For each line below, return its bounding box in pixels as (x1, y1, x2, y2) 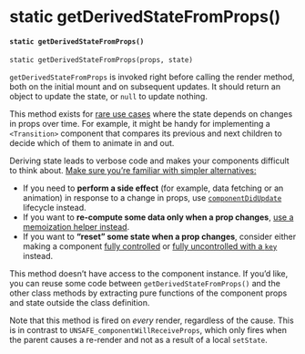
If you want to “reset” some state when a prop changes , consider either (22, 231, 297, 243)
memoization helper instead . (22, 222, 130, 233)
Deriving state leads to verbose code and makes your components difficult (9, 155, 290, 166)
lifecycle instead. (22, 203, 86, 213)
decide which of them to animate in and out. (9, 138, 175, 149)
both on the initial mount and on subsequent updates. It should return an (9, 81, 280, 92)
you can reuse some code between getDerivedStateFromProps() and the (9, 278, 280, 289)
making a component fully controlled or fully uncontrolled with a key (22, 241, 278, 252)
